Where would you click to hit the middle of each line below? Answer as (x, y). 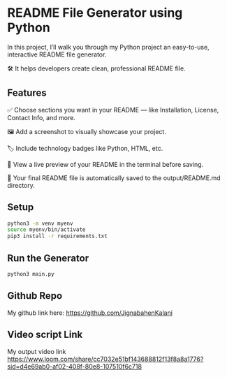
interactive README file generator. (57, 54)
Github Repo (35, 296)
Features (27, 93)
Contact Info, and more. (41, 117)
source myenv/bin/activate (46, 230)
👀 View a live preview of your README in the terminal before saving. (105, 164)
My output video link (37, 351)
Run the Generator (48, 258)
